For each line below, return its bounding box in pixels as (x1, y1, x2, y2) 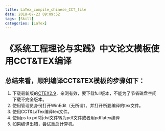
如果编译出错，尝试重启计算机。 (12, 121, 77, 127)
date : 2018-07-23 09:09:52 (5, 12, 60, 17)
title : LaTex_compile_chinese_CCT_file (5, 7, 87, 12)
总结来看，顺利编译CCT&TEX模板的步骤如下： (5, 76, 145, 85)
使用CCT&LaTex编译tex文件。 (12, 109, 72, 115)
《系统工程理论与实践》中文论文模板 (5, 44, 151, 54)
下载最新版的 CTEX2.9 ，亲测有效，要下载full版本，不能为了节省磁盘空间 (12, 90, 157, 96)
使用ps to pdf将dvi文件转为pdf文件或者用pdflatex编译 (12, 115, 120, 121)
